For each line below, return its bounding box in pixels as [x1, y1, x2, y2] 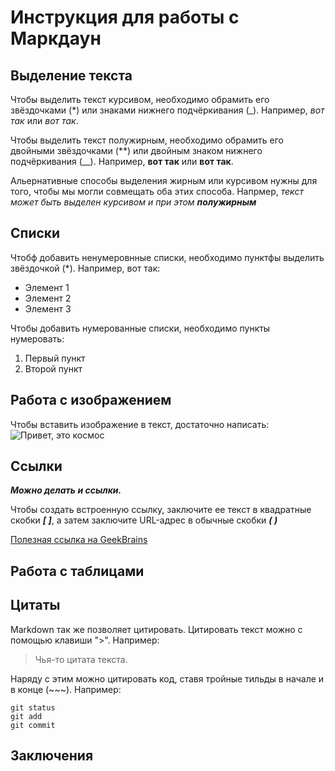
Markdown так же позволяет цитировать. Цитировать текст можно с [10, 623, 303, 635]
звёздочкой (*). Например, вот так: [10, 262, 161, 274]
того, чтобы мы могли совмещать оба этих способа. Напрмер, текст [10, 186, 304, 197]
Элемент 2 [24, 292, 72, 304]
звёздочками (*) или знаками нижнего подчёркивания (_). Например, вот [10, 104, 325, 116]
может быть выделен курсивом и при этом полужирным [10, 196, 257, 208]
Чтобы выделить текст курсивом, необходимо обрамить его [10, 94, 270, 105]
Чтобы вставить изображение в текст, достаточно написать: [10, 418, 270, 430]
